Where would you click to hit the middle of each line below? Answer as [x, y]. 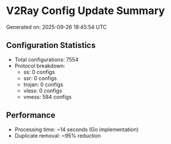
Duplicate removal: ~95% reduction [58, 135]
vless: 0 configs [43, 90]
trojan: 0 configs [43, 84]
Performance [31, 115]
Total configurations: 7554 [46, 59]
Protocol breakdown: [40, 66]
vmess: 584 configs [47, 97]
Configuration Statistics [51, 45]
